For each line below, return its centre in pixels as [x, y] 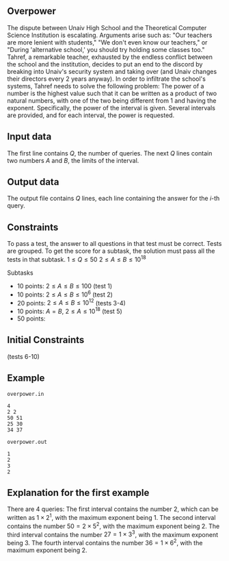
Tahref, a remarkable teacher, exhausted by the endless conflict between [110, 57]
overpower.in [26, 394]
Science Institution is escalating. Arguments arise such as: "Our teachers [110, 35]
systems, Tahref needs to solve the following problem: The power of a [106, 86]
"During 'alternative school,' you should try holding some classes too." [106, 49]
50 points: [31, 319]
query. [16, 205]
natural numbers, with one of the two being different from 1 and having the [112, 100]
